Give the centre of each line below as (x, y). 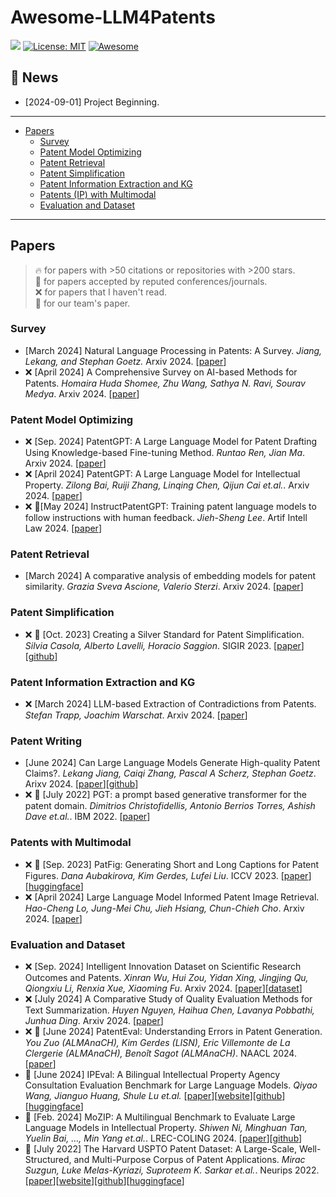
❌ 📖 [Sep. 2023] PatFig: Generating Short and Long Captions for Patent (172, 864)
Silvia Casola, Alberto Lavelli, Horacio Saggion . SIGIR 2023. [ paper (163, 645)
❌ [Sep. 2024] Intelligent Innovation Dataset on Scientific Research (163, 966)
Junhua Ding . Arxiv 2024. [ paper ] (94, 1020)
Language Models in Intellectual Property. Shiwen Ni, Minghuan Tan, (166, 1127)
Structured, (48, 1159)
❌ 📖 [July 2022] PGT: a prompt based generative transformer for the (165, 795)
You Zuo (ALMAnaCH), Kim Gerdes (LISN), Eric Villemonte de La (157, 1042)
